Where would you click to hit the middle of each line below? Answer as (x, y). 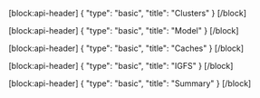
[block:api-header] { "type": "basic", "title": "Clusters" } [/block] (127, 13)
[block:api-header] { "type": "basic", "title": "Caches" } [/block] (126, 48)
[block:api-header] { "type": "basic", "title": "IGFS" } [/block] (121, 66)
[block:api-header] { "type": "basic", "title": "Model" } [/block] (124, 30)
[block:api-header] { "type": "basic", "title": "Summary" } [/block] (130, 83)
